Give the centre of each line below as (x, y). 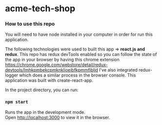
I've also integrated (119, 70)
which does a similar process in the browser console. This (78, 75)
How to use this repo (30, 24)
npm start (17, 102)
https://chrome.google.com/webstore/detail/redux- (57, 65)
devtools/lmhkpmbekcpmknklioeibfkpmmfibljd (52, 70)
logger (12, 75)
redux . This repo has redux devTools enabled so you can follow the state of (81, 54)
